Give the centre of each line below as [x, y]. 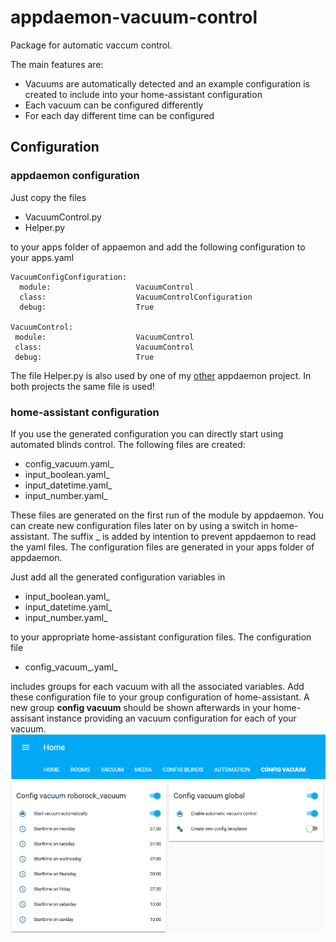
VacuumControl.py [63, 217]
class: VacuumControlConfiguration [136, 297]
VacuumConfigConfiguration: [69, 277]
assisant [27, 718]
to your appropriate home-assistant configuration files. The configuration [161, 637]
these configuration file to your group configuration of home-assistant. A [160, 697]
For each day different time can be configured [119, 115]
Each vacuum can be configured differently [114, 105]
